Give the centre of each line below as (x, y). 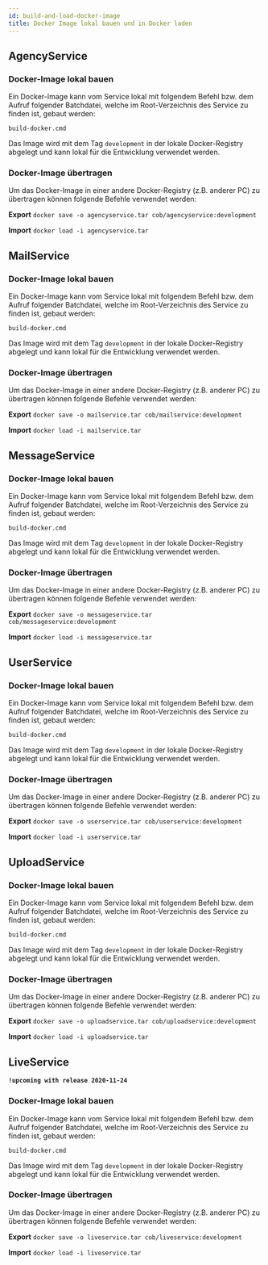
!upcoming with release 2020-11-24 (68, 1081)
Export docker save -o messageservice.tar (80, 614)
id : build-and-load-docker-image (64, 16)
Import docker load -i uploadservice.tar (78, 1037)
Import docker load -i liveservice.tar (75, 1252)
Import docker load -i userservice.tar (75, 837)
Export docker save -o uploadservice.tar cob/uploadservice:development (132, 1021)
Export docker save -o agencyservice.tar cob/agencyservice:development (132, 215)
